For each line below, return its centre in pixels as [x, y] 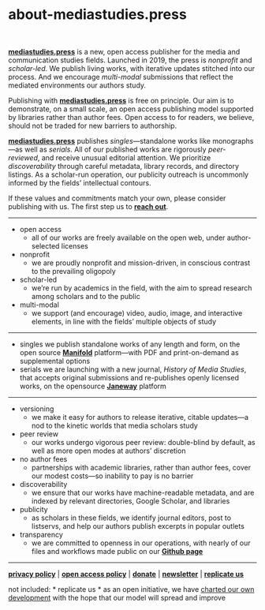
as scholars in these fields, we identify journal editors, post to [131, 518]
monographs [233, 140]
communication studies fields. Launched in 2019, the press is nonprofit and [130, 60]
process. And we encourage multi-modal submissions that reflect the [121, 77]
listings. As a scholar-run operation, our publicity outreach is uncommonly [129, 174]
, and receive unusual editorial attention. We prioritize [124, 157]
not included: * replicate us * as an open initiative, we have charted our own [131, 589]
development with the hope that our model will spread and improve [117, 597]
